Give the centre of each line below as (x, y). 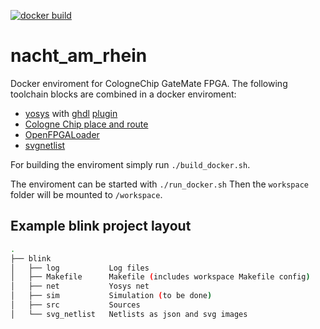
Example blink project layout (101, 226)
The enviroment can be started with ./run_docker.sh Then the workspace (159, 184)
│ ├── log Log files (80, 268)
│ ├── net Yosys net (80, 286)
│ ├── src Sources (75, 305)
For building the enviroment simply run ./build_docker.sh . (130, 164)
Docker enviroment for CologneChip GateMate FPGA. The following (149, 83)
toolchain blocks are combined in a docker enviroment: (123, 94)
